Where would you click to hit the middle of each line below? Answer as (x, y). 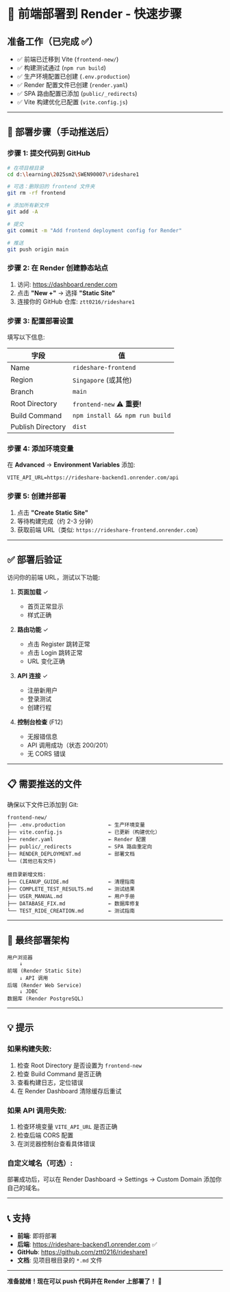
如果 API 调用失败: (37, 1110)
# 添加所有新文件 (28, 206)
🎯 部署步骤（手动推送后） (61, 132)
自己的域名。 (25, 1188)
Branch (22, 392)
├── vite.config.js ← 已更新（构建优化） (84, 832)
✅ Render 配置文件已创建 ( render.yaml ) (72, 85)
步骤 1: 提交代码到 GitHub (49, 153)
